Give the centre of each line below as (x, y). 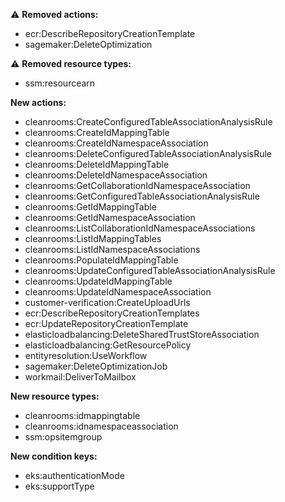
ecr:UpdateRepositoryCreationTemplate (106, 323)
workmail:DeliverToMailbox (80, 377)
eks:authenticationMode (74, 475)
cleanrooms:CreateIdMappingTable (97, 132)
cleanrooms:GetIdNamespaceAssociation (110, 217)
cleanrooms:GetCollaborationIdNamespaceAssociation (137, 185)
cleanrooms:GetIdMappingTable (90, 207)
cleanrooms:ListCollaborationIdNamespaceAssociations (140, 228)
